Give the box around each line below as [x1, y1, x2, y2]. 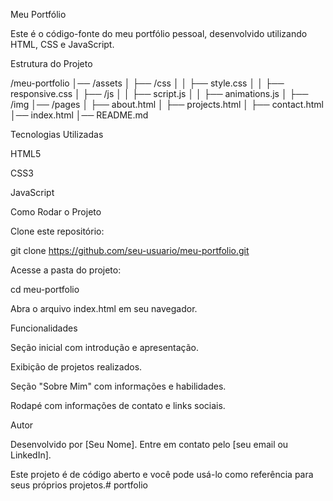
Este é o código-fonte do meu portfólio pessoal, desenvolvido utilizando [10, 28, 308, 39]
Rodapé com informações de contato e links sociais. [10, 400, 226, 411]
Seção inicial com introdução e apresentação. [10, 342, 200, 353]
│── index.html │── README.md [10, 109, 149, 121]
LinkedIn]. [10, 449, 52, 461]
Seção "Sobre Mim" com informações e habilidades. [10, 380, 227, 392]
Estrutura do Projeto [10, 58, 93, 69]
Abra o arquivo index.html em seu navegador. [10, 303, 198, 314]
